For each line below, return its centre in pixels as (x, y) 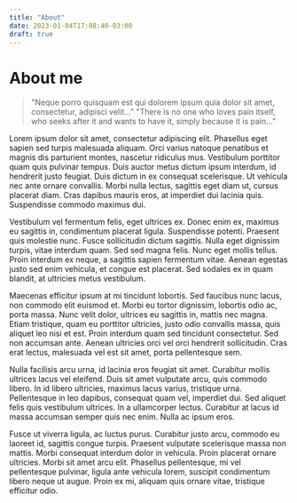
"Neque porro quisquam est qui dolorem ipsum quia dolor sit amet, (152, 102)
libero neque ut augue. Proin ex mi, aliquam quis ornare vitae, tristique (137, 482)
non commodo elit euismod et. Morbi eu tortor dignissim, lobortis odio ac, (143, 305)
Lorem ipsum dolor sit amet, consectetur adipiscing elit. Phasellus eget (138, 139)
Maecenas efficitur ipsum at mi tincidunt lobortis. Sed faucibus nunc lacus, (145, 296)
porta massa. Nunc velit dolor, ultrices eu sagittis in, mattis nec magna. (138, 315)
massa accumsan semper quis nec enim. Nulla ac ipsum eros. (122, 417)
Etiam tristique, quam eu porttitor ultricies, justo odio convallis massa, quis (145, 324)
